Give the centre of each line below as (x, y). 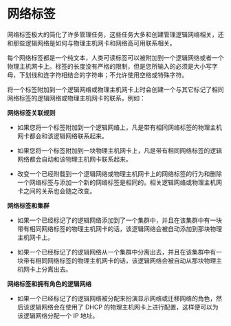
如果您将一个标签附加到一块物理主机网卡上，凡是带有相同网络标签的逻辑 (119, 150)
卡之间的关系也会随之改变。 (56, 191)
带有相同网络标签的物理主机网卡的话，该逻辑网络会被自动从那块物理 (120, 260)
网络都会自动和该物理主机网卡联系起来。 (74, 159)
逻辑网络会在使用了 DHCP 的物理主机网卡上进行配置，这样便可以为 (124, 307)
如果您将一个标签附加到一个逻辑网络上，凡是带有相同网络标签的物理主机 (119, 127)
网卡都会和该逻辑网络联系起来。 (62, 135)
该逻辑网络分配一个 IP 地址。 (58, 315)
